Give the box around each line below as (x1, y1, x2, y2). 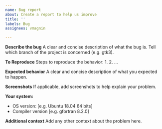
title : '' (5, 16, 26, 21)
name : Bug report (5, 7, 41, 12)
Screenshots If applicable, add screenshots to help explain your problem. (5, 83, 157, 90)
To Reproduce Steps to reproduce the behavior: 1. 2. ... (5, 59, 118, 65)
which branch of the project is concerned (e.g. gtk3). (5, 49, 114, 55)
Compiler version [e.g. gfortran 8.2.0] (12, 108, 90, 114)
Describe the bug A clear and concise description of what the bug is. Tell (5, 44, 156, 50)
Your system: (5, 93, 33, 99)
